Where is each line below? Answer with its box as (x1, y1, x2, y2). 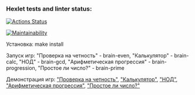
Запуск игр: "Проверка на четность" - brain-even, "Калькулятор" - (6, 52, 173, 59)
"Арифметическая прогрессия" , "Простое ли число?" (6, 82, 140, 89)
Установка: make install (6, 40, 64, 48)
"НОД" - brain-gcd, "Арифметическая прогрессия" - (19, 58, 151, 66)
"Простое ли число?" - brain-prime (38, 65, 125, 72)
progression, (6, 65, 37, 72)
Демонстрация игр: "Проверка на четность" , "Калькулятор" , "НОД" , (6, 76, 178, 83)
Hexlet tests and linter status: (6, 5, 92, 13)
